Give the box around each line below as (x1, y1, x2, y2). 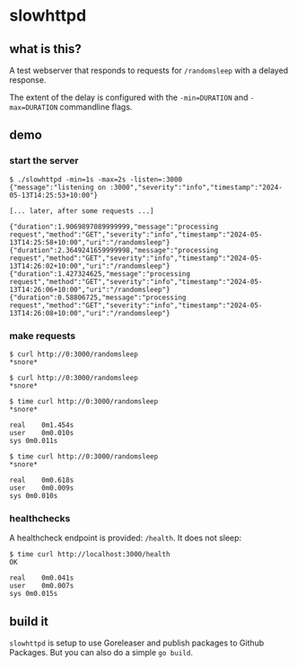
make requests (9, 329, 76, 342)
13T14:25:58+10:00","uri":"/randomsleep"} (9, 237, 170, 247)
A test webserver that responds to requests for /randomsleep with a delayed (9, 65, 289, 76)
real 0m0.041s (9, 574, 74, 583)
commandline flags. (59, 102, 133, 112)
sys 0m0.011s (9, 436, 58, 445)
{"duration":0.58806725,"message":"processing (9, 293, 187, 302)
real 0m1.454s (9, 420, 74, 430)
